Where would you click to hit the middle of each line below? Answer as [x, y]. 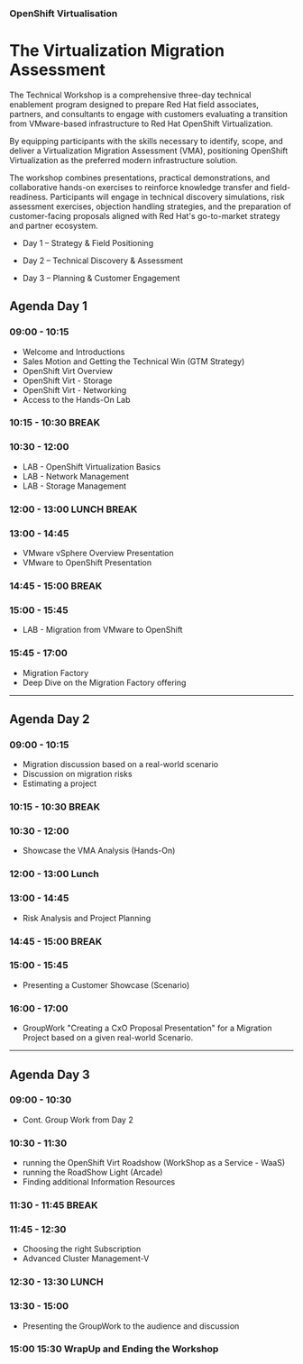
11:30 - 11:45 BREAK [54, 1205]
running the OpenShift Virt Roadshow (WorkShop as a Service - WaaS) [154, 1163]
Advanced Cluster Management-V [86, 1259]
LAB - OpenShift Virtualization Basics [91, 466]
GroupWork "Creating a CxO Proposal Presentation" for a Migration [147, 1028]
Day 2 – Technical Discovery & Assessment [102, 261]
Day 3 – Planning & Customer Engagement [101, 278]
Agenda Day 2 [50, 719]
